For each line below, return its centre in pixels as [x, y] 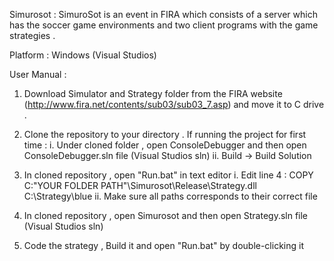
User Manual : [38, 74]
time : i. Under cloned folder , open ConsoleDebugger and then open [165, 145]
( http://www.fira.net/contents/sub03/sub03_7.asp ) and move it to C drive [174, 104]
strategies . [32, 35]
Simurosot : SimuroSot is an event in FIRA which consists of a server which [163, 14]
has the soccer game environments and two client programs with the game [164, 25]
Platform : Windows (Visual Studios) [83, 55]
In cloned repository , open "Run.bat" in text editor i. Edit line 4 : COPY [168, 175]
